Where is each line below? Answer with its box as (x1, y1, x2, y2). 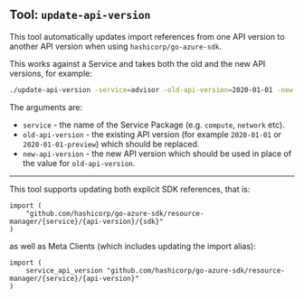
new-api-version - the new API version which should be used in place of (22, 148, 292, 159)
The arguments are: (9, 101, 83, 112)
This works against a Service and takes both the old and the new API (9, 58, 266, 69)
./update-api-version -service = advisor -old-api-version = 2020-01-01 (9, 85, 273, 94)
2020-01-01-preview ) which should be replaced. (22, 138, 200, 149)
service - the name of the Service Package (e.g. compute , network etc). (22, 119, 285, 130)
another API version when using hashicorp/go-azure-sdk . (9, 41, 222, 51)
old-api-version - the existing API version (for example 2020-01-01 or (22, 128, 282, 139)
